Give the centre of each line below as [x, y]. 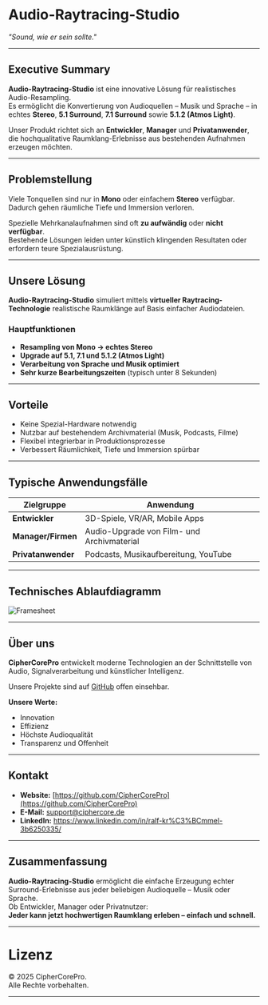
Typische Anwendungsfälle [78, 482]
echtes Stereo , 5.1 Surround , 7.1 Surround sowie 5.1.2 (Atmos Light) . [122, 114]
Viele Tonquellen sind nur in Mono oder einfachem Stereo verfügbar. [122, 198]
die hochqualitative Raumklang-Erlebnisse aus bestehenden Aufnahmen [127, 138]
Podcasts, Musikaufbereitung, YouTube [158, 555]
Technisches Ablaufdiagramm [85, 591]
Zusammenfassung [58, 862]
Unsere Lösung [47, 280]
